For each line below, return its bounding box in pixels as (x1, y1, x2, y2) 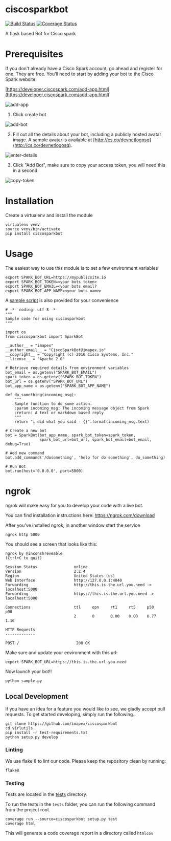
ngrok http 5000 (5, 532, 40, 537)
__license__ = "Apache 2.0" (5, 356, 65, 361)
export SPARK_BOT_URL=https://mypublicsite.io (5, 275, 106, 280)
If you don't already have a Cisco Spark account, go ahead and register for (5, 65, 162, 71)
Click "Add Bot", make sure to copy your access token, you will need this (12, 162, 166, 168)
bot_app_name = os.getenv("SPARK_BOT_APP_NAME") (5, 383, 111, 389)
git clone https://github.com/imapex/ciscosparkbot (5, 721, 117, 726)
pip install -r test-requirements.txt (5, 730, 88, 735)
